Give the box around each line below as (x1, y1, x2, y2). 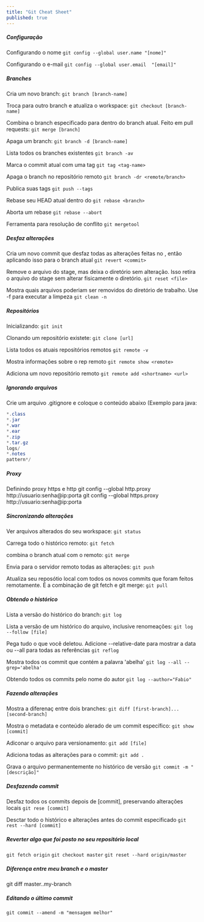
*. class (6, 411, 26, 418)
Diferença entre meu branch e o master (6, 865, 108, 872)
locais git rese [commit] (6, 805, 69, 812)
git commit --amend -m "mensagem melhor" (6, 909, 113, 916)
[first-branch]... (133, 706, 180, 712)
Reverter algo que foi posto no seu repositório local (6, 835, 139, 843)
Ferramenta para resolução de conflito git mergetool (6, 221, 140, 228)
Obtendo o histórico (6, 596, 58, 603)
